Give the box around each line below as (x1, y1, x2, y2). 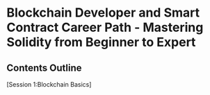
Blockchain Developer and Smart (6, 5, 200, 21)
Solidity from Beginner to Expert (6, 35, 196, 50)
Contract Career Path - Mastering (6, 19, 204, 35)
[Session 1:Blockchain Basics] (6, 80, 92, 88)
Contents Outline (6, 62, 82, 74)
